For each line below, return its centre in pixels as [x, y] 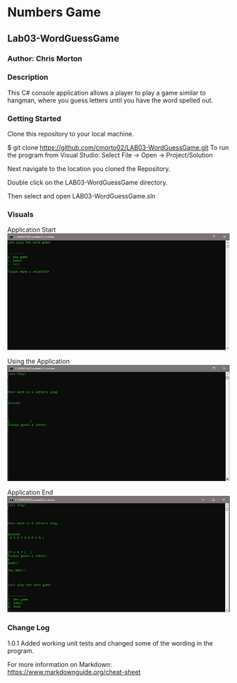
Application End [30, 492]
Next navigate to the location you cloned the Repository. [89, 169]
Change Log [29, 628]
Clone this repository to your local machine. [71, 134]
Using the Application [39, 361]
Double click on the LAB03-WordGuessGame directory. [87, 183]
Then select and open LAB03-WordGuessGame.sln [81, 196]
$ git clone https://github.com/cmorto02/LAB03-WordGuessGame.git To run [118, 148]
